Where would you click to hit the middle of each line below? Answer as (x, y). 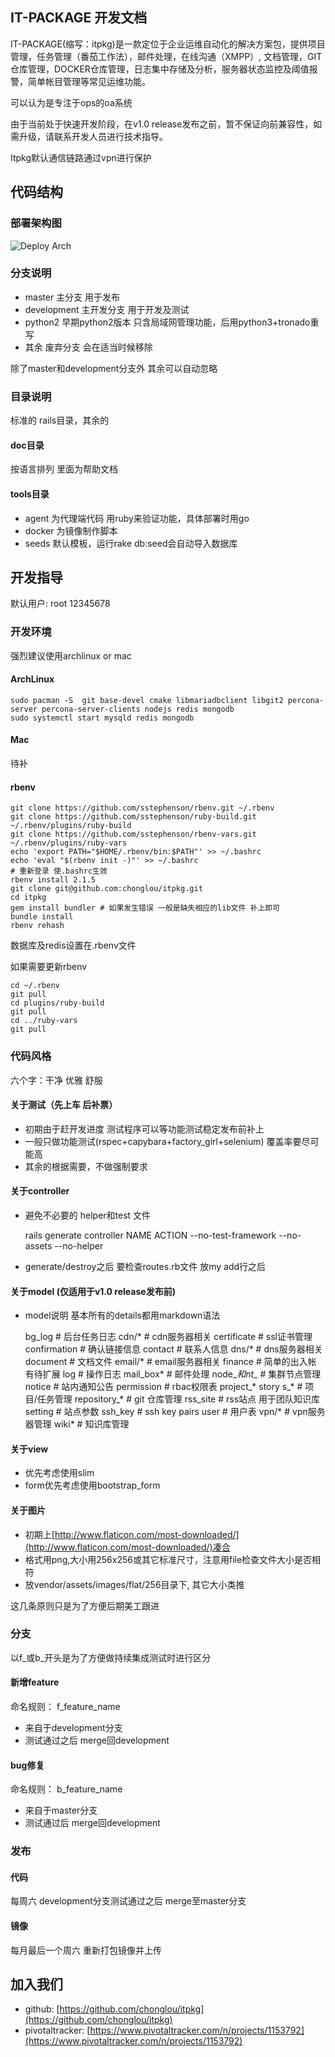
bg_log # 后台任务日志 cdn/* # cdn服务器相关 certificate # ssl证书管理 (168, 1337)
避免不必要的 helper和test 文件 (88, 1215)
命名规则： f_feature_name (65, 1707)
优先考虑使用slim (59, 1473)
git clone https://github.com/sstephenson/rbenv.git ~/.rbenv (142, 808)
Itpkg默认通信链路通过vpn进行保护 (81, 157)
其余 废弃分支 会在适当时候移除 (88, 347)
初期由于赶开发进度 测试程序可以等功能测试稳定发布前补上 (144, 1129)
